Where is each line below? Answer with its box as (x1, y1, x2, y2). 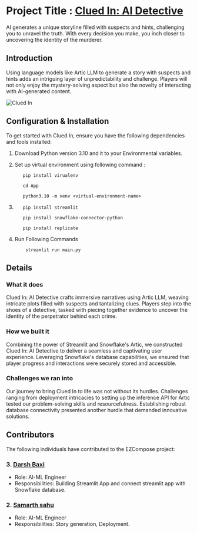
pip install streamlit (22, 205, 78, 210)
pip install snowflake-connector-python (22, 215, 123, 221)
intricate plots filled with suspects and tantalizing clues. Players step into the (6, 300, 192, 307)
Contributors (6, 430, 55, 440)
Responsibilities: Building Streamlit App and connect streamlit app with (14, 479, 186, 487)
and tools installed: (6, 138, 52, 145)
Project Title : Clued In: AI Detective (6, 4, 183, 18)
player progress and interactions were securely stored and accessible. (6, 360, 176, 367)
